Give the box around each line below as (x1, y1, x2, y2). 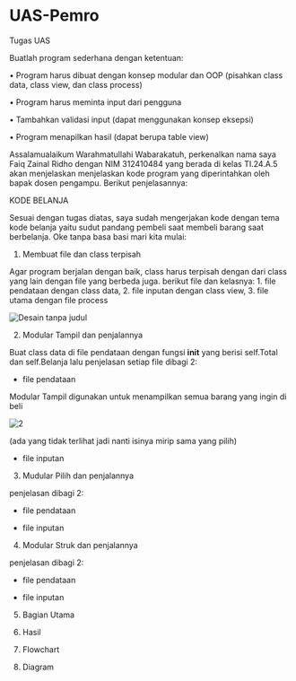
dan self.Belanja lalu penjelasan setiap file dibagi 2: (9, 356, 198, 367)
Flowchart (22, 643, 60, 655)
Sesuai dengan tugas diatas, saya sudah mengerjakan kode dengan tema (9, 212, 280, 223)
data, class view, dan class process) (9, 79, 144, 90)
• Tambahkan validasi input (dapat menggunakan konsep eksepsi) (9, 114, 254, 125)
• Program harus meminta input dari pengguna (9, 96, 182, 108)
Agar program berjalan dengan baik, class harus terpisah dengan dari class (9, 266, 287, 276)
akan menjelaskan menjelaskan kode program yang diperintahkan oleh (9, 168, 271, 179)
